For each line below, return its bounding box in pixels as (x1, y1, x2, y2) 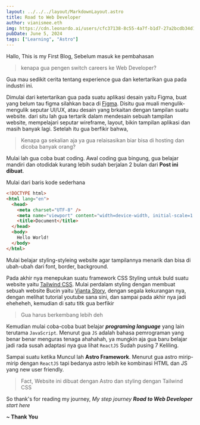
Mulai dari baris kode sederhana (6, 179, 85, 186)
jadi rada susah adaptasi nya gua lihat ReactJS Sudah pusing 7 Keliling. (6, 342, 179, 349)
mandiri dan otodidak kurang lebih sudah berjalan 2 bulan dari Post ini (6, 161, 179, 168)
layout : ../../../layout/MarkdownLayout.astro (6, 8, 124, 15)
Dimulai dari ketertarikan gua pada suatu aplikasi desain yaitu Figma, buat (6, 93, 187, 101)
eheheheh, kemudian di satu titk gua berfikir (6, 299, 114, 307)
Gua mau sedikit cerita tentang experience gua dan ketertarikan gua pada (6, 76, 187, 83)
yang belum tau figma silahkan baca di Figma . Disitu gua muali (6, 100, 160, 107)
